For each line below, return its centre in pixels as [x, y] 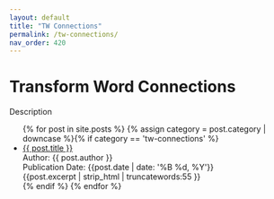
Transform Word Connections [123, 87]
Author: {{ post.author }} [67, 158]
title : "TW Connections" [56, 26]
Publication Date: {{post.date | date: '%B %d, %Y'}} [118, 168]
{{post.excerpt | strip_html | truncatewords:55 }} [111, 177]
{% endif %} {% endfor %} [72, 186]
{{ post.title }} [48, 148]
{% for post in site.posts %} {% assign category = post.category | [144, 129]
